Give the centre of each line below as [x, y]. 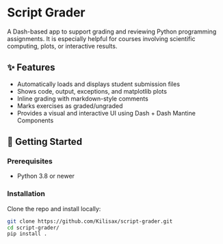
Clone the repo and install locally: [54, 208]
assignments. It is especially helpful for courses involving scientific [101, 38]
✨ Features [31, 67]
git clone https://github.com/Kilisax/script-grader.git [90, 221]
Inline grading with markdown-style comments [82, 98]
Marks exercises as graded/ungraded [70, 106]
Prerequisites [30, 161]
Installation [26, 194]
